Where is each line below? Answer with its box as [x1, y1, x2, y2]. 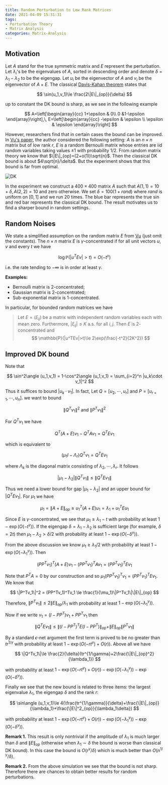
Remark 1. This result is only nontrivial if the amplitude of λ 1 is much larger [5, 733, 160, 741]
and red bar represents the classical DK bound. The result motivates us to [5, 199, 158, 205]
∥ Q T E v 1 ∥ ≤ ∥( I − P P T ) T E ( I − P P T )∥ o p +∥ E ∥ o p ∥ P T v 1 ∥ [34, 623, 135, 631]
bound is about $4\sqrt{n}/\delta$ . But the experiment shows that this [5, 158, 150, 164]
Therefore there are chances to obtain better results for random [5, 769, 137, 775]
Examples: [5, 274, 28, 280]
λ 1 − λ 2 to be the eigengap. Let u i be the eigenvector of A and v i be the [5, 75, 152, 82]
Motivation [5, 50, 40, 58]
